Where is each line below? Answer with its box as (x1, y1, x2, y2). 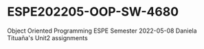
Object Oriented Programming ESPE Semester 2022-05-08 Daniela (7, 27, 197, 35)
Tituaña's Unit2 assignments (7, 33, 88, 42)
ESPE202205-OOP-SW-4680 (7, 4, 179, 20)
